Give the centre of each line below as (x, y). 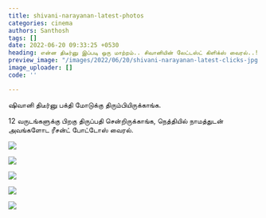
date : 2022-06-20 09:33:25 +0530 (64, 46)
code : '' (23, 75)
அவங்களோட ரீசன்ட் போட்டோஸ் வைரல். (71, 129)
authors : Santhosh (39, 30)
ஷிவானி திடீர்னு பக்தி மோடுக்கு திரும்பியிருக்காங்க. (85, 105)
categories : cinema (41, 23)
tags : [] (23, 38)
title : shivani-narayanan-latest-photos (76, 16)
